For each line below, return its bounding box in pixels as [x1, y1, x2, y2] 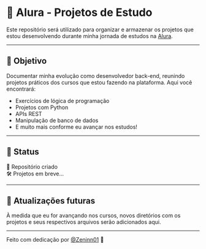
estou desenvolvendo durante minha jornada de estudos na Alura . [6, 32, 173, 39]
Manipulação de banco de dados [15, 117, 99, 124]
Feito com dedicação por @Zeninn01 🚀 [6, 236, 104, 243]
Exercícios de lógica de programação [15, 97, 110, 104]
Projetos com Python [15, 104, 69, 111]
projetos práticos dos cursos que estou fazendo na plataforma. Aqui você [6, 79, 193, 86]
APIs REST [15, 110, 42, 117]
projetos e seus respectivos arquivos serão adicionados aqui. [6, 218, 161, 226]
